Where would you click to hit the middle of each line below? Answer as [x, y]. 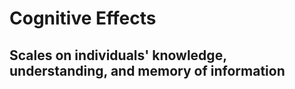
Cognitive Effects [83, 18]
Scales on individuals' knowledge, [118, 55]
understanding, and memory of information [147, 70]
